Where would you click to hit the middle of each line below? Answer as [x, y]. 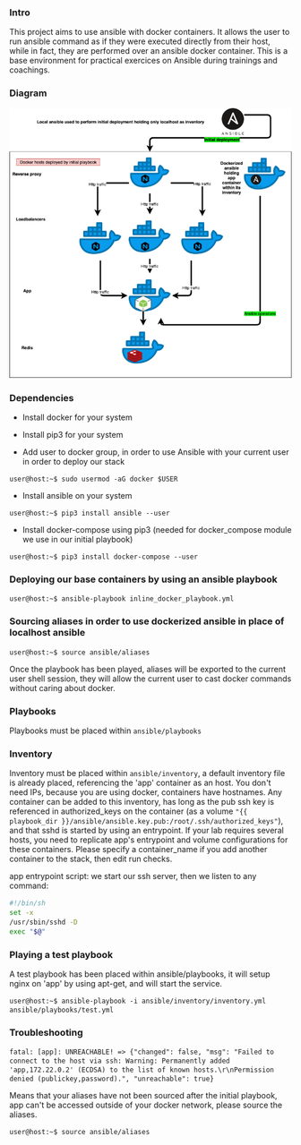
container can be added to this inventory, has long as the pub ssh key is [142, 802]
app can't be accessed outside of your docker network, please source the [146, 1105]
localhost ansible [47, 633]
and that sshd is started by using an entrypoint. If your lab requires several [146, 831]
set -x [21, 913]
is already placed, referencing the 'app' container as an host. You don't [140, 783]
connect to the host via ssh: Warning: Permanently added [120, 1061]
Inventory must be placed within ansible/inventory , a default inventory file [147, 773]
